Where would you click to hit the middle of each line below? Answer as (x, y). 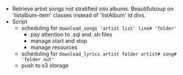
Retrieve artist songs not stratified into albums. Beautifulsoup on (93, 9)
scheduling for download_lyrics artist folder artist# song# (99, 54)
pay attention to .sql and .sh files (71, 34)
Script (20, 21)
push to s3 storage (45, 65)
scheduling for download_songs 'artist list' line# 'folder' (99, 28)
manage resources (54, 47)
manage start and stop (59, 41)
